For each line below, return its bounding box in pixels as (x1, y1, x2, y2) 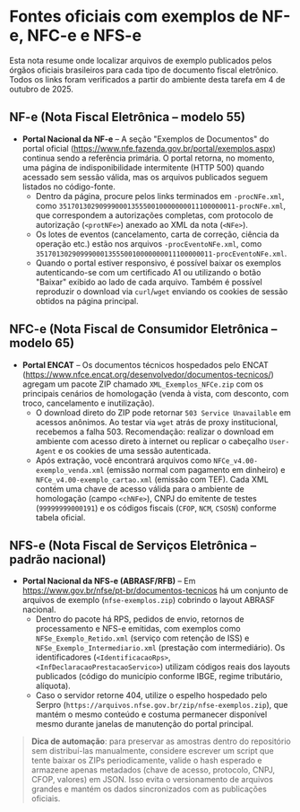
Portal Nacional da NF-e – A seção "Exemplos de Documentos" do (21, 133, 270, 144)
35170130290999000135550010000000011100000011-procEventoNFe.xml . (35, 248, 287, 258)
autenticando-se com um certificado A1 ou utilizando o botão (35, 266, 261, 277)
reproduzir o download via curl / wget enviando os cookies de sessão (35, 285, 288, 297)
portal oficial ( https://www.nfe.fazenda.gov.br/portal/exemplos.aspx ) (21, 143, 276, 153)
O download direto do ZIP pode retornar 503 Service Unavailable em (35, 406, 291, 418)
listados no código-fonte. (21, 181, 116, 192)
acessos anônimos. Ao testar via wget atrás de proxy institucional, (35, 416, 279, 427)
